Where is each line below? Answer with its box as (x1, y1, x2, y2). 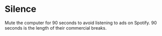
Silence (4, 3, 36, 15)
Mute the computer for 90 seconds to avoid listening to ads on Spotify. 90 (4, 20, 157, 26)
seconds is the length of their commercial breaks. (4, 25, 107, 31)
